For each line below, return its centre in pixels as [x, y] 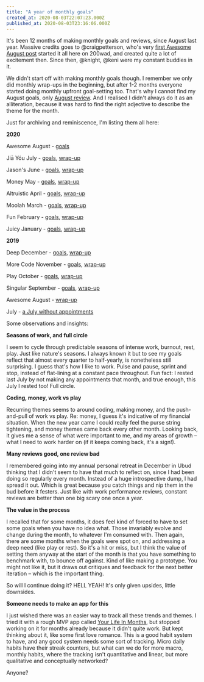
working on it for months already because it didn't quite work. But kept [95, 628]
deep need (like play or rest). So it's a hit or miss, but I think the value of [97, 548]
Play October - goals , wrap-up [44, 276]
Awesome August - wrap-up [42, 300]
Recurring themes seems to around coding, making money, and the [91, 410]
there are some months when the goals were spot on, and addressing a [96, 541]
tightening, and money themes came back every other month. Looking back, [102, 429]
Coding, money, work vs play [44, 398]
